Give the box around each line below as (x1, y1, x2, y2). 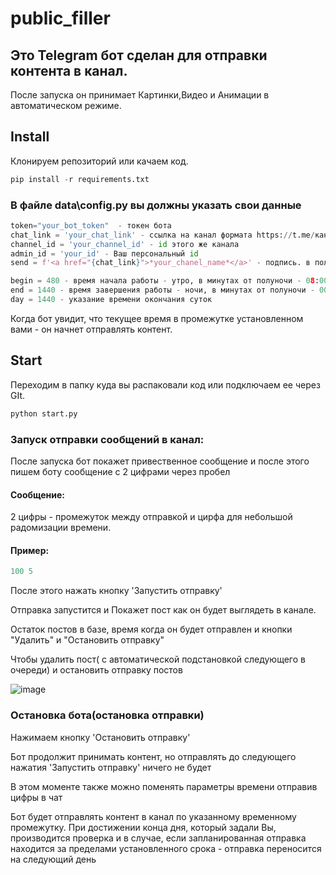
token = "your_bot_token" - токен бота (10, 220, 172, 231)
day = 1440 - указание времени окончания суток (10, 295, 213, 305)
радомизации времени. (10, 522, 112, 534)
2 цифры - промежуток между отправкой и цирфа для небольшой (10, 511, 293, 523)
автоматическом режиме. (10, 100, 122, 111)
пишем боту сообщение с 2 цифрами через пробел (10, 465, 231, 477)
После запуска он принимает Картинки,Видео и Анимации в (10, 89, 270, 101)
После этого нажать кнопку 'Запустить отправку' (10, 585, 223, 597)
